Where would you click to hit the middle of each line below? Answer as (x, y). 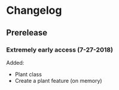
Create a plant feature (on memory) (59, 80)
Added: (15, 62)
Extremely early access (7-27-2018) (60, 50)
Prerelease (27, 33)
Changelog (34, 10)
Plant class (28, 74)
